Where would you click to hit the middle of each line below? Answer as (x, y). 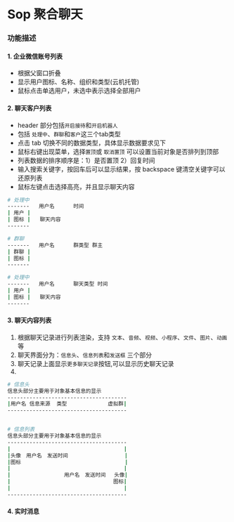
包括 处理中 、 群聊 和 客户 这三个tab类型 (69, 133)
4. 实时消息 (24, 511)
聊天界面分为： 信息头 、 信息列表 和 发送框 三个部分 (85, 355)
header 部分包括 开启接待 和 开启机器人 (67, 125)
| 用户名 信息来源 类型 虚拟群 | (67, 404)
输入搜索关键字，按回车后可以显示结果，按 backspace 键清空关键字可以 (122, 169)
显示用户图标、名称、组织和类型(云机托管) (78, 82)
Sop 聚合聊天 (45, 14)
